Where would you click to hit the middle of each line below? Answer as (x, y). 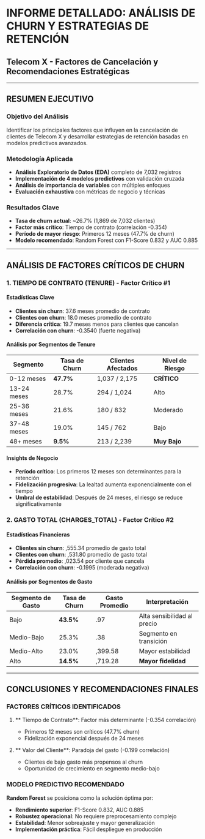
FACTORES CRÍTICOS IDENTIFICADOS (63, 706)
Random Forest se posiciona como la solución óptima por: (80, 798)
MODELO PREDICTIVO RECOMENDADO (65, 784)
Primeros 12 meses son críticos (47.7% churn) (82, 732)
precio (148, 623)
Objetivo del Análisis (38, 116)
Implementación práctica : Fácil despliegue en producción (88, 829)
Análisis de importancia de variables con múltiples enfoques (92, 185)
